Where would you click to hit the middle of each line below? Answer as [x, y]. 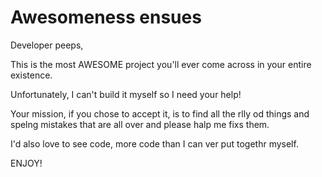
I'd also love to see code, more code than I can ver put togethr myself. [154, 143]
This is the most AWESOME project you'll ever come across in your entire [161, 64]
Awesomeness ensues [106, 17]
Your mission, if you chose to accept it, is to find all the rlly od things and [160, 113]
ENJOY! [26, 163]
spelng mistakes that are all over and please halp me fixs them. [140, 124]
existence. [31, 75]
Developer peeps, [47, 45]
